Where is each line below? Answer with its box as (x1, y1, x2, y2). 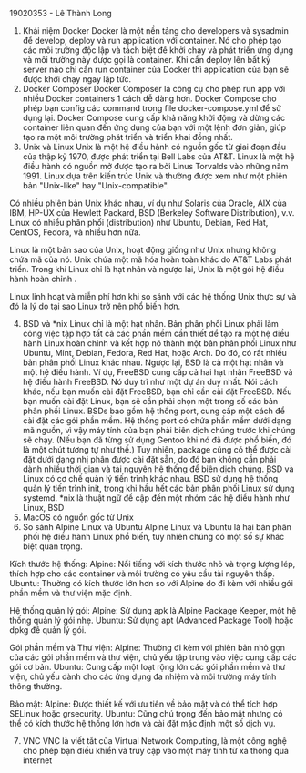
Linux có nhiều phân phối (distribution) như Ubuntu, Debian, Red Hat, (9, 218, 269, 228)
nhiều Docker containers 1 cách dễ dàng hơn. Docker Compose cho (22, 93, 277, 104)
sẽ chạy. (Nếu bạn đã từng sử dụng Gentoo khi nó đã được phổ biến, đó (22, 434, 292, 445)
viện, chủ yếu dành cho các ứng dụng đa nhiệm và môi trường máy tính (9, 671, 277, 682)
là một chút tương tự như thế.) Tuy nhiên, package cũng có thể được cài (22, 444, 292, 454)
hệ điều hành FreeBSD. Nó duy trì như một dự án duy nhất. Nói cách (22, 377, 279, 387)
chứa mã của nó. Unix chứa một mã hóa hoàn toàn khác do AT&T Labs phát (9, 254, 292, 265)
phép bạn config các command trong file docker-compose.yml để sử (22, 103, 282, 113)
